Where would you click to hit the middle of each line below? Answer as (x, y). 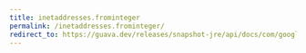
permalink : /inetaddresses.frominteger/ (87, 26)
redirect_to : (34, 34)
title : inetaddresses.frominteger (75, 18)
